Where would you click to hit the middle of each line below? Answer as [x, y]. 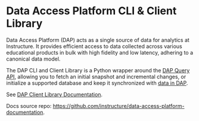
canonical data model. [33, 59]
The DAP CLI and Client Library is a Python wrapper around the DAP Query [98, 70]
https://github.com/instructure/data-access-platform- [119, 106]
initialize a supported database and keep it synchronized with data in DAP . [97, 83]
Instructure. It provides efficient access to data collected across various [94, 46]
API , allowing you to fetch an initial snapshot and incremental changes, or [96, 77]
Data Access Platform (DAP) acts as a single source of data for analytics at [98, 40]
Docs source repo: [29, 106]
